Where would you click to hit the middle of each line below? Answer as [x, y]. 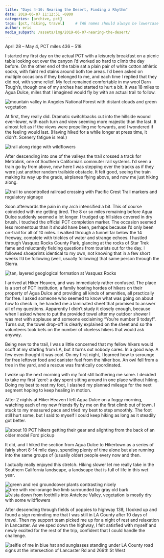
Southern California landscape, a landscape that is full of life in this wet [77, 470]
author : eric [18, 28]
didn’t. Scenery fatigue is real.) [36, 137]
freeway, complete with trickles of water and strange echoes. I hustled [76, 238]
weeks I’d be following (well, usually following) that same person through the [82, 258]
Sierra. [12, 264]
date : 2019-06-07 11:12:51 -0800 [39, 14]
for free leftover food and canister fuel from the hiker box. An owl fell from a [82, 360]
